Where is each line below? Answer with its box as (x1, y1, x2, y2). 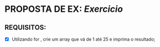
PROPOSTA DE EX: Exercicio (4, 3, 123, 15)
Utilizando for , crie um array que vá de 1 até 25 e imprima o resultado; (11, 36, 156, 42)
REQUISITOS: (4, 23, 46, 32)
